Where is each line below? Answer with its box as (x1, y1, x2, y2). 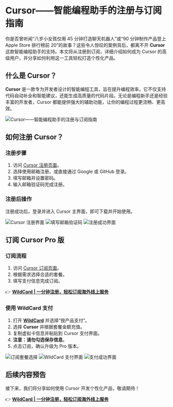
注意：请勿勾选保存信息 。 (12, 337, 67, 343)
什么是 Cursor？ (5, 72, 57, 80)
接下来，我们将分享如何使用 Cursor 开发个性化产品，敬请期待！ (5, 385, 140, 391)
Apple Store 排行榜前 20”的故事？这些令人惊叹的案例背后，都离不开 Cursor (5, 42, 165, 48)
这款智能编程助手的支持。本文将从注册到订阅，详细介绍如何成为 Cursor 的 (5, 48, 162, 55)
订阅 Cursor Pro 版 (5, 236, 64, 244)
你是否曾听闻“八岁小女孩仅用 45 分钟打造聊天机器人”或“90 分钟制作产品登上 (5, 36, 166, 42)
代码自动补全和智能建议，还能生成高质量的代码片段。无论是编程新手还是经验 (5, 92, 168, 98)
